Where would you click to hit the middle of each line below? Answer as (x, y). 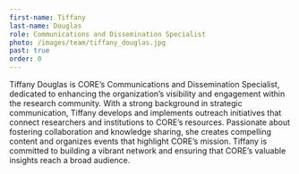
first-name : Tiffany (48, 17)
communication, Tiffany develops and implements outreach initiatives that (145, 113)
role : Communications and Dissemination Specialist (107, 34)
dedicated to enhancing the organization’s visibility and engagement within (147, 94)
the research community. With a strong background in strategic (126, 103)
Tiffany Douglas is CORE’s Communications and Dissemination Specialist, (145, 84)
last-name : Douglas (46, 26)
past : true (30, 51)
